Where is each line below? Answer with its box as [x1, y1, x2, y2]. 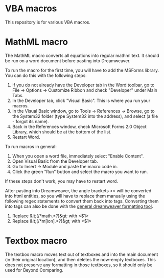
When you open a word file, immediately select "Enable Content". [12, 153, 144, 159]
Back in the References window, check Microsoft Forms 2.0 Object [12, 124, 147, 129]
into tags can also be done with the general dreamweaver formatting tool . [5, 203, 153, 209]
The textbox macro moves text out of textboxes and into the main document [5, 251, 158, 257]
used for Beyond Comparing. [5, 267, 64, 273]
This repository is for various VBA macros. [5, 19, 91, 25]
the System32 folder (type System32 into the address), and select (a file [12, 113, 158, 119]
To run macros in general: [5, 143, 57, 150]
